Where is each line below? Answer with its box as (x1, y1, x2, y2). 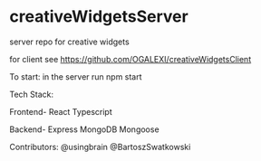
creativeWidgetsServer (9, 6, 188, 27)
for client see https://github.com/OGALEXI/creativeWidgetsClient (9, 53, 252, 64)
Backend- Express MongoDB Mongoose (9, 124, 160, 135)
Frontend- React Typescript (9, 106, 112, 117)
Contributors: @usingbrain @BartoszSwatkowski (9, 141, 191, 152)
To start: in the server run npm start (9, 71, 142, 82)
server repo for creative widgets (9, 36, 130, 47)
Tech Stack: (9, 89, 54, 99)
